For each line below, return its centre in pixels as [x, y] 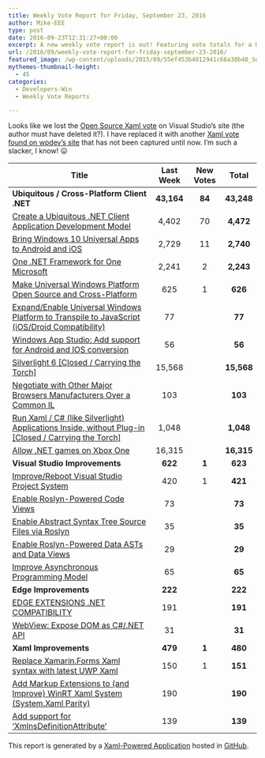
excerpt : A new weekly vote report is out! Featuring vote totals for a [130, 45]
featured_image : [35, 60]
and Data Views [41, 554]
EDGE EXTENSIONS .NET [59, 603]
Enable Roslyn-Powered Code [68, 499]
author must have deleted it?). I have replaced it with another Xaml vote [124, 134]
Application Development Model [72, 226]
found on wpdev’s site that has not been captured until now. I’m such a [123, 142]
